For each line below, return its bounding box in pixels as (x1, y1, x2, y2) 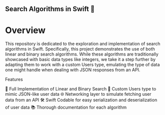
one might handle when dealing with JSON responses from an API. (5, 67, 140, 73)
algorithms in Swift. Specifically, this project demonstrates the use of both (5, 46, 155, 52)
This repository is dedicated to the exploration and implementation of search (5, 41, 161, 47)
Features (5, 77, 23, 83)
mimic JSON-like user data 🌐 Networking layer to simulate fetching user (5, 91, 152, 97)
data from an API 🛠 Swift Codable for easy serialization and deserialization (5, 97, 158, 103)
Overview (5, 25, 46, 36)
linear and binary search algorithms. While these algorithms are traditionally (5, 51, 159, 57)
